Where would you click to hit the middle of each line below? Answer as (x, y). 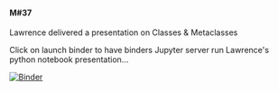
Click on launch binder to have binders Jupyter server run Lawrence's (139, 50)
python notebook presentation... (69, 59)
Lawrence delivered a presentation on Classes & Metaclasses (124, 32)
